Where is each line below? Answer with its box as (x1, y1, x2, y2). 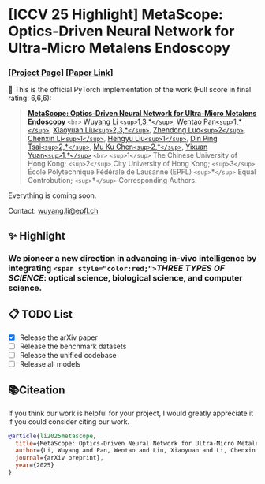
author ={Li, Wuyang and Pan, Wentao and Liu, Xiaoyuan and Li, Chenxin (15, 447, 256, 455)
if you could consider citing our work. (8, 416, 130, 426)
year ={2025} (15, 461, 55, 470)
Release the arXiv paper (19, 333, 99, 342)
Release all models (19, 359, 81, 368)
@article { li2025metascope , (8, 432, 97, 440)
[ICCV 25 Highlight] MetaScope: (8, 6, 223, 24)
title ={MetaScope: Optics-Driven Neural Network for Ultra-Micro (15, 439, 235, 447)
